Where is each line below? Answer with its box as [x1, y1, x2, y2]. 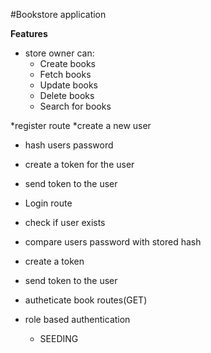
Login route [24, 197, 73, 209]
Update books [39, 79, 98, 91]
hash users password [24, 139, 114, 151]
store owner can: [24, 47, 95, 59]
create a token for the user [24, 159, 135, 170]
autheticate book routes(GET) [24, 294, 148, 306]
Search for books [39, 100, 112, 112]
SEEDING [39, 333, 79, 344]
